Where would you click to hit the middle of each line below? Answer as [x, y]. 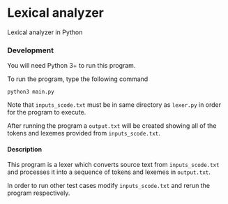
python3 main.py [31, 92]
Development [31, 50]
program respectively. [39, 193]
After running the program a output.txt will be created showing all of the [112, 126]
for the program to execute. [47, 112]
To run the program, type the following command [78, 79]
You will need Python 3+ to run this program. [71, 66]
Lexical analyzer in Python [45, 32]
